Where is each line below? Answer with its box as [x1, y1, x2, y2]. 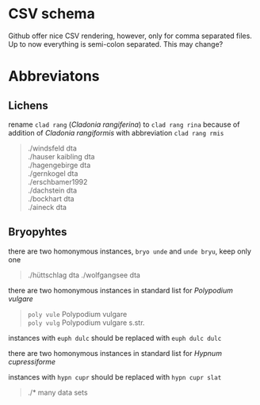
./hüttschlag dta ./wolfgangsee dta [27, 270, 141, 280]
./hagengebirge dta [27, 160, 91, 170]
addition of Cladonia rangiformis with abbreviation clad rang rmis [8, 128, 224, 137]
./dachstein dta [27, 185, 78, 195]
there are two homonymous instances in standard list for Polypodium [8, 285, 234, 295]
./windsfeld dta [27, 143, 78, 153]
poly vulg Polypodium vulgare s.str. [27, 318, 145, 327]
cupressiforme [8, 357, 56, 366]
